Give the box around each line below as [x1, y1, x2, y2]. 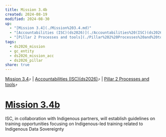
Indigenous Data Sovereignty [5, 126, 64, 132]
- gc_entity [9, 48, 35, 53]
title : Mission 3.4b [5, 7, 48, 12]
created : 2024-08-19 [5, 12, 48, 17]
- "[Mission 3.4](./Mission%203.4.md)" [9, 26, 92, 31]
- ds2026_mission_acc [9, 53, 54, 58]
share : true [5, 62, 30, 67]
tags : [5, 40, 16, 45]
